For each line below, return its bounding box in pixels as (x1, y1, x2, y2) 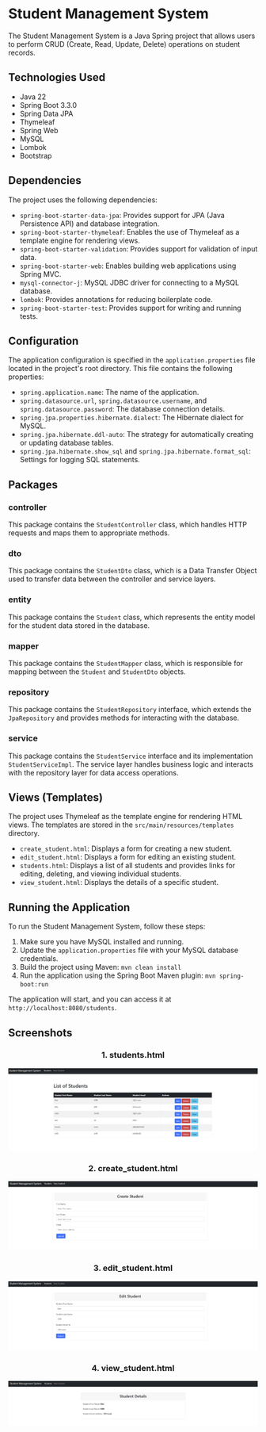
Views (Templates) (8, 791, 103, 804)
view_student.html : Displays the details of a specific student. (19, 878, 219, 887)
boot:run (19, 981, 49, 989)
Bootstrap (19, 151, 52, 160)
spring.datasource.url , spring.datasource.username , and (19, 396, 207, 405)
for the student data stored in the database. (8, 620, 150, 630)
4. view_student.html (91, 1362, 175, 1373)
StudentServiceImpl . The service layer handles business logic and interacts (8, 759, 253, 769)
